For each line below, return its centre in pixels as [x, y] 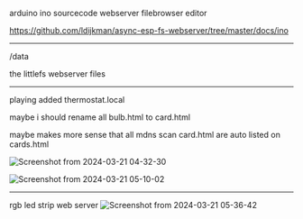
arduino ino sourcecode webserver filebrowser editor [108, 13]
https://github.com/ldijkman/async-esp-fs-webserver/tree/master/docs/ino [149, 30]
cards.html [29, 144]
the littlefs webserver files [58, 74]
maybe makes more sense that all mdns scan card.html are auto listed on [145, 135]
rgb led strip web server [54, 205]
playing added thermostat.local [67, 100]
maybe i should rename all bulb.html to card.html [100, 117]
